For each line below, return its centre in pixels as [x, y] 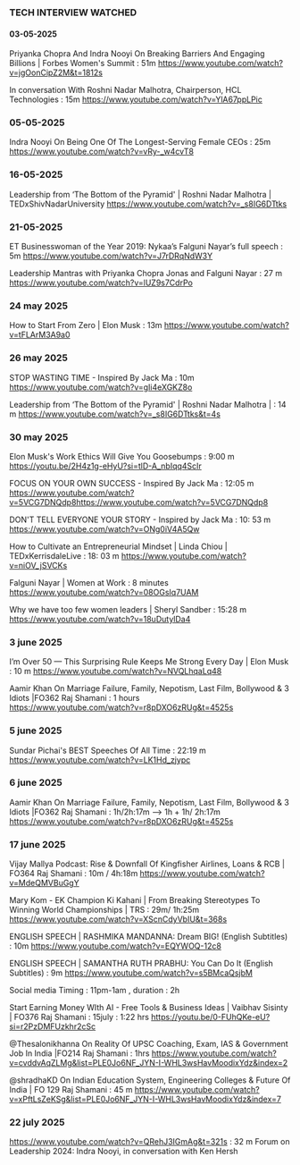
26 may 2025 [39, 358]
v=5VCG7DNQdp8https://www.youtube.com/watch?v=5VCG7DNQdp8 [139, 502]
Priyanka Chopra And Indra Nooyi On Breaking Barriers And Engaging [137, 54]
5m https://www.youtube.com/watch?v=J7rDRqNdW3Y [111, 256]
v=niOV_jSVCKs [38, 565]
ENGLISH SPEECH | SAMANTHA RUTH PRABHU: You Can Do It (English [142, 964]
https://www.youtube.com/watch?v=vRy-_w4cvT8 [102, 152]
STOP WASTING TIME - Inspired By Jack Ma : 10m [102, 377]
